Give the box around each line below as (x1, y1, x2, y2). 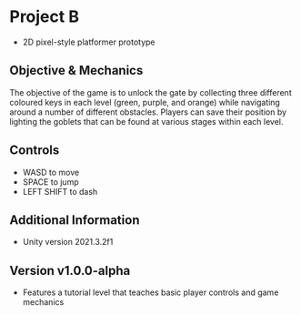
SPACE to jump (22, 176, 79, 188)
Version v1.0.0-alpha (9, 262, 131, 279)
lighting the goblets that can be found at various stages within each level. (9, 116, 284, 127)
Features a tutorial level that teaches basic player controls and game (22, 287, 279, 298)
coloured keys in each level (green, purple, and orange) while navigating (9, 97, 280, 107)
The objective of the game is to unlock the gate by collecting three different (9, 86, 293, 97)
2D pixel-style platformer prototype (22, 36, 156, 47)
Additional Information (9, 212, 140, 228)
